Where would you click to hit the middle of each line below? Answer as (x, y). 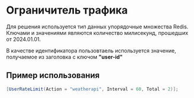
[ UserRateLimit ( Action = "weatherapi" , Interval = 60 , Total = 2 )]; (92, 89)
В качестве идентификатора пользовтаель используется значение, (91, 50)
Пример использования (53, 75)
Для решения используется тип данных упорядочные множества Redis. (97, 27)
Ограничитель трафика (67, 10)
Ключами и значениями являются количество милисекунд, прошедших (97, 32)
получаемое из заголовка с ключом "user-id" (64, 57)
